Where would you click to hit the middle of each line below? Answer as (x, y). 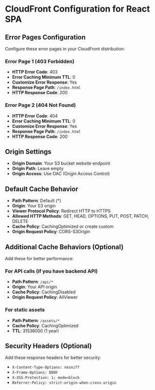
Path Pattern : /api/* (32, 282)
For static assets (25, 310)
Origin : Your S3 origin (34, 206)
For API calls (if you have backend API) (51, 271)
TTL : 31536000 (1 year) (35, 331)
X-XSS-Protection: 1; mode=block (46, 378)
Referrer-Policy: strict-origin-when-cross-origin (64, 383)
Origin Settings (28, 152)
